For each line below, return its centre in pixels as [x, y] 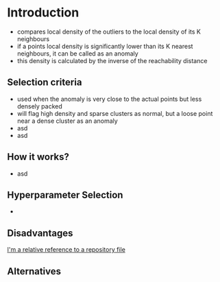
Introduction [43, 13]
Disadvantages [40, 233]
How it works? [38, 157]
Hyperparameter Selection [65, 195]
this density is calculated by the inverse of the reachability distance [112, 60]
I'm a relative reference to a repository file [66, 250]
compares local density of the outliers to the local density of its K [109, 32]
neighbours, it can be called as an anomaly [77, 54]
